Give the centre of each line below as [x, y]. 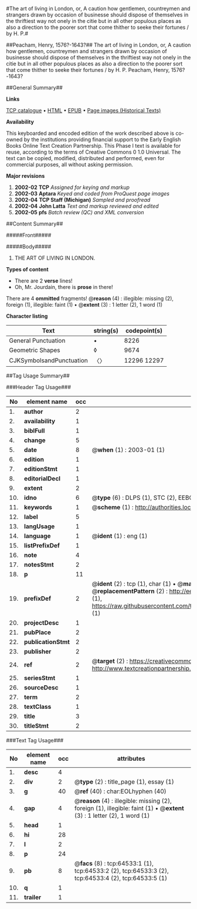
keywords [38, 507]
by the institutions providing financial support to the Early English [102, 140]
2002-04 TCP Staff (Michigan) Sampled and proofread [82, 200]
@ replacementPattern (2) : [130, 591]
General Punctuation [37, 341]
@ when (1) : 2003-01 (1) [128, 450]
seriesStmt [40, 678]
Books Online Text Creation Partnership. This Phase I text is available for [93, 146]
